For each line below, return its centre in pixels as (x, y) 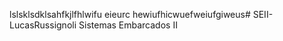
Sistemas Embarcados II (128, 25)
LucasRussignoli (43, 25)
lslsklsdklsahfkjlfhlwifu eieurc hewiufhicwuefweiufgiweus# (130, 14)
